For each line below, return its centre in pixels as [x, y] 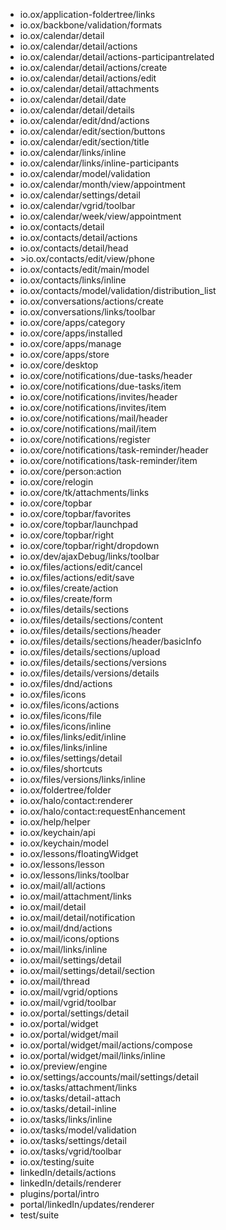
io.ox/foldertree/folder [65, 790]
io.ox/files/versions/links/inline [82, 779]
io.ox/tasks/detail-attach [70, 1098]
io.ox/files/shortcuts [61, 768]
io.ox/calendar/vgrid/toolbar [77, 205]
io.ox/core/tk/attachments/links [84, 492]
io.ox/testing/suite [57, 1162]
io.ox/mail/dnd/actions [66, 928]
